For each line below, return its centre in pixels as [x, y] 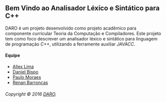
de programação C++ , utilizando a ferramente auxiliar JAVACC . [70, 44]
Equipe [13, 55]
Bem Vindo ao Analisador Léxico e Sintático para [82, 8]
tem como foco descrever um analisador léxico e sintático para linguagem [81, 38]
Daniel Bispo [25, 72]
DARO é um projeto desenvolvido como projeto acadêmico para [71, 28]
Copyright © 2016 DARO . [31, 94]
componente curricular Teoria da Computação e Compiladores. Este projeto [83, 33]
